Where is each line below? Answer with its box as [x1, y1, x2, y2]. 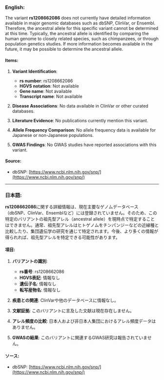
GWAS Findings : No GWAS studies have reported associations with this [12, 141, 157, 148]
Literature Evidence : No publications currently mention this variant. [12, 117, 148, 123]
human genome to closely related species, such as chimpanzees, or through [5, 36, 159, 42]
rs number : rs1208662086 [19, 78, 73, 84]
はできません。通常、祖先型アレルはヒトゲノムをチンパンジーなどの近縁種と [5, 222, 159, 228]
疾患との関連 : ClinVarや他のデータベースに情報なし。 [12, 297, 119, 303]
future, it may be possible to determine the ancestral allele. [5, 46, 123, 52]
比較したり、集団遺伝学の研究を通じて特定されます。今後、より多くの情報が [5, 228, 159, 234]
